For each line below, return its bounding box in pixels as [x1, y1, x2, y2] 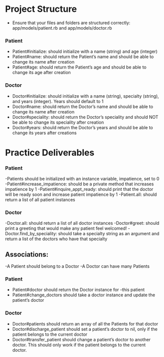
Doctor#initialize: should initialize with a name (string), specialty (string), [12, 93, 159, 99]
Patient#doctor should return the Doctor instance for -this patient [12, 287, 145, 293]
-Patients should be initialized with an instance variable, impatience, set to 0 [5, 176, 160, 182]
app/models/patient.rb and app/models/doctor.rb [12, 25, 112, 31]
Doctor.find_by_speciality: [5, 231, 58, 237]
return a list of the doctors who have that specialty [5, 236, 107, 242]
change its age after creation [12, 70, 71, 75]
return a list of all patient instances [5, 197, 75, 203]
